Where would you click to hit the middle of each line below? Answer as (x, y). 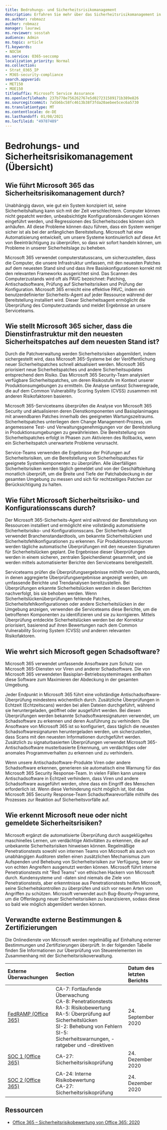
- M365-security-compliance (34, 75)
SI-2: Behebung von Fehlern (89, 1026)
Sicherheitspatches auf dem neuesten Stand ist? (82, 342)
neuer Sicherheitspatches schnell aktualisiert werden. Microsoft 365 (75, 365)
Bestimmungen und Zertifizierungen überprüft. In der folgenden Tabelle (78, 945)
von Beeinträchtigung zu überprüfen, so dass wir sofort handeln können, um (83, 242)
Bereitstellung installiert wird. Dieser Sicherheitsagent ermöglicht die (75, 300)
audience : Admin (22, 38)
